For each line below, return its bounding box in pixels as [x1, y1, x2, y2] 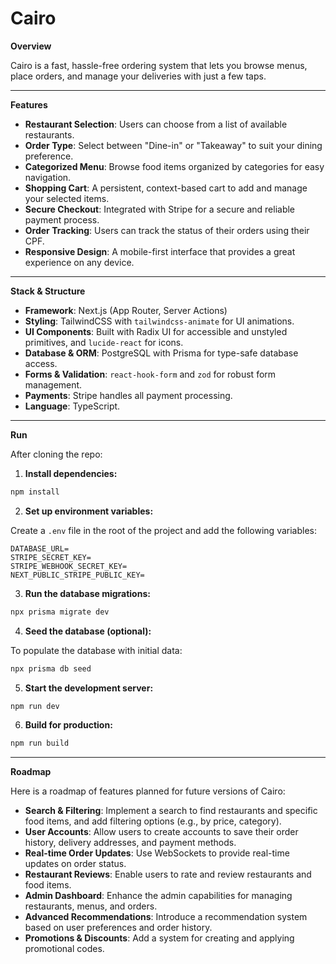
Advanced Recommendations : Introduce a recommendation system [24, 911, 308, 923]
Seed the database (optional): [24, 625, 152, 637]
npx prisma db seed [10, 663, 92, 674]
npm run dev [10, 701, 60, 711]
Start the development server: [24, 682, 154, 694]
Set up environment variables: [24, 505, 154, 517]
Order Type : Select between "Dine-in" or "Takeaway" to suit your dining [24, 139, 323, 151]
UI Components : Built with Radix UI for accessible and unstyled [24, 325, 288, 337]
